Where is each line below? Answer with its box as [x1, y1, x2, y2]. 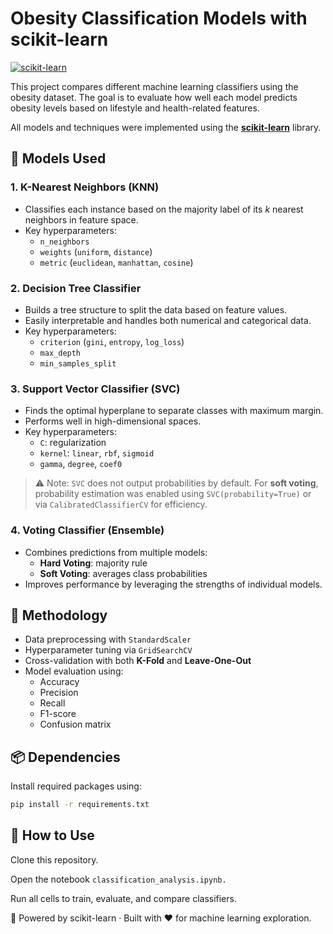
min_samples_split [39, 358, 117, 369]
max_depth [39, 348, 82, 358]
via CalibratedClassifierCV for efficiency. [34, 498, 208, 511]
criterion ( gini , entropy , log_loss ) [39, 335, 185, 347]
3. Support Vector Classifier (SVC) [10, 382, 181, 396]
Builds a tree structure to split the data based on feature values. [24, 303, 288, 316]
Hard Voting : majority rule [39, 557, 148, 569]
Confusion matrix [39, 718, 112, 731]
